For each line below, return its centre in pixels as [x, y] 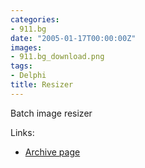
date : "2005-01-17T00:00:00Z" [73, 38]
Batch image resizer [51, 113]
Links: [22, 132]
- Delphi [28, 76]
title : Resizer [42, 85]
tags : [21, 66]
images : [26, 47]
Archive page [52, 152]
